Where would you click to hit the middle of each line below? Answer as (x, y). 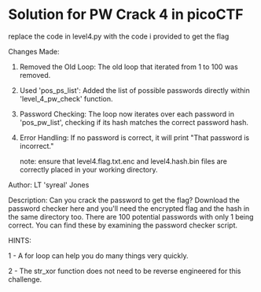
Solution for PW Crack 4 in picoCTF (126, 15)
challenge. (25, 279)
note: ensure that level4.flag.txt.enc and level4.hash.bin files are (123, 161)
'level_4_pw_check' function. (66, 98)
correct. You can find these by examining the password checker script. (123, 225)
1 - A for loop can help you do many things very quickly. (98, 255)
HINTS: (20, 240)
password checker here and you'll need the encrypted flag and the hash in (129, 208)
